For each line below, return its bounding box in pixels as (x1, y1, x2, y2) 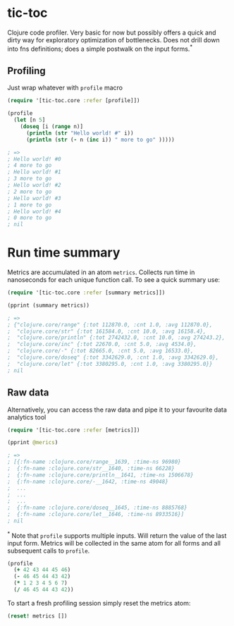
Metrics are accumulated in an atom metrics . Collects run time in (7, 268, 195, 276)
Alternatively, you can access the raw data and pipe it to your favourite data (7, 405, 228, 414)
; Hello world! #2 (7, 182, 61, 189)
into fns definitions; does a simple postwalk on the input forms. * (7, 43, 192, 53)
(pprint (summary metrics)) (7, 302, 90, 309)
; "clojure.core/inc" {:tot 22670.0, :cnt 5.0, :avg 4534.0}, (7, 340, 197, 348)
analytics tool (7, 412, 47, 421)
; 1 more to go (7, 201, 52, 209)
